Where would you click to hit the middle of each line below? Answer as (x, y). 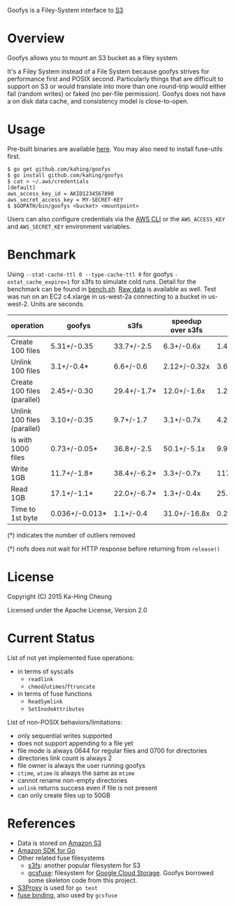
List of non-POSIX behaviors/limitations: (65, 722)
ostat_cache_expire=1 (39, 282)
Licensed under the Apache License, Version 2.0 (77, 610)
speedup (186, 321)
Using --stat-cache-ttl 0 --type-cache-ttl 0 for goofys (90, 274)
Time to (23, 509)
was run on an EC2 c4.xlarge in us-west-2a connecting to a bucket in (107, 296)
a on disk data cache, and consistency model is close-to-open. (98, 101)
